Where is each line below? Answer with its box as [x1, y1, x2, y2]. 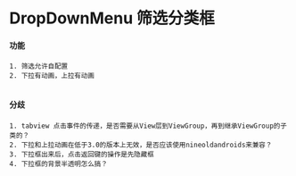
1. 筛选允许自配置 [9, 62, 69, 71]
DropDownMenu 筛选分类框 [9, 8, 216, 29]
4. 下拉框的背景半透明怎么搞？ [9, 159, 109, 168]
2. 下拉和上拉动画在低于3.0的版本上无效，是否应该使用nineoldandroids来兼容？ [9, 140, 273, 149]
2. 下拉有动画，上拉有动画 [9, 71, 95, 80]
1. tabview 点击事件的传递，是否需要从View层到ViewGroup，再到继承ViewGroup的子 [9, 122, 287, 130]
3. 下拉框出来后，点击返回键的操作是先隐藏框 [9, 149, 154, 159]
